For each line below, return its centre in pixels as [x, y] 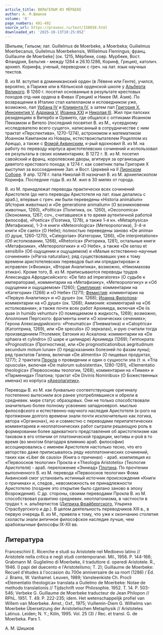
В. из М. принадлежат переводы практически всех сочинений [70, 189]
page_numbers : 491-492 [28, 23]
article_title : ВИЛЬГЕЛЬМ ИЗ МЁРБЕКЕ [43, 9]
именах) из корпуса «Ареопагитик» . [43, 381]
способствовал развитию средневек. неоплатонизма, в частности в [76, 499]
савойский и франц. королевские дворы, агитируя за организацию [75, 159]
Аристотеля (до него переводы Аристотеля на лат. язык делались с [75, 194]
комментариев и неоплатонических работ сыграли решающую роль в [78, 426]
